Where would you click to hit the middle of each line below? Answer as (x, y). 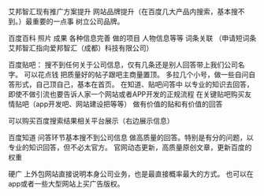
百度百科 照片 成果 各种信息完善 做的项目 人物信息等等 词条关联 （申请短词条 (132, 38)
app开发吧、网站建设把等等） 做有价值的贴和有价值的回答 (129, 104)
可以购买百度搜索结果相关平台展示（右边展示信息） (91, 121)
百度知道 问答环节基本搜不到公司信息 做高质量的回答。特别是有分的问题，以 (131, 137)
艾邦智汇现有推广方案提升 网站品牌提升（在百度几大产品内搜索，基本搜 (123, 11)
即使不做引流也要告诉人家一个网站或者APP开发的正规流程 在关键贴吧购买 (126, 94)
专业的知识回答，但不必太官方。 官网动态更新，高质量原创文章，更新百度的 (130, 147)
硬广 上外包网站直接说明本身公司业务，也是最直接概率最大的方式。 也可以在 (131, 174)
